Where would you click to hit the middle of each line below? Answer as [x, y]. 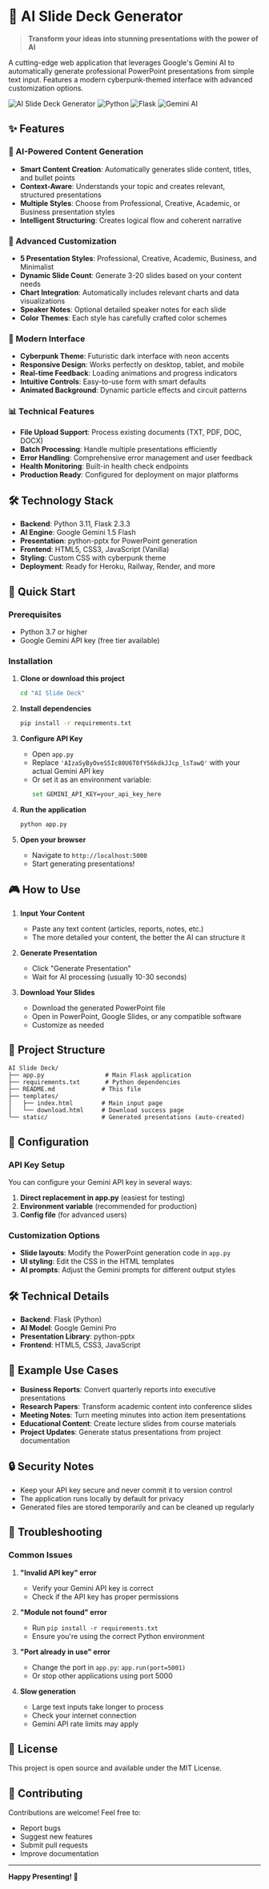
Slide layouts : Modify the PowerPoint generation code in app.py [125, 1253]
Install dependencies [56, 709]
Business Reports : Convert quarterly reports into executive [118, 1390]
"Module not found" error [63, 1612]
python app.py [43, 824]
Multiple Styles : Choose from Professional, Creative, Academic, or [130, 203]
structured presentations [61, 195]
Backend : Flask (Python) [61, 1319]
